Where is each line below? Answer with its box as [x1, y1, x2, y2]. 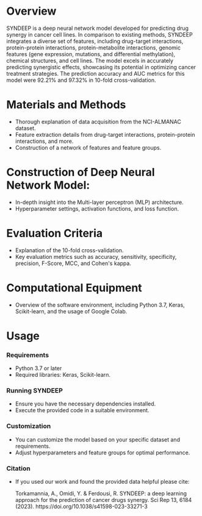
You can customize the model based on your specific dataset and [15, 435, 180, 443]
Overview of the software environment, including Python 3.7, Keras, [15, 301, 185, 308]
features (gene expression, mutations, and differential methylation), [6, 50, 176, 57]
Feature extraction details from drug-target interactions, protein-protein [15, 131, 195, 138]
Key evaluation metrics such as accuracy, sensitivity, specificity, [15, 253, 177, 260]
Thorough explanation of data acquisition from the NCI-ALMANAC [15, 118, 182, 125]
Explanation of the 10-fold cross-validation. [15, 246, 124, 254]
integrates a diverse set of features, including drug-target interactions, [6, 37, 184, 45]
